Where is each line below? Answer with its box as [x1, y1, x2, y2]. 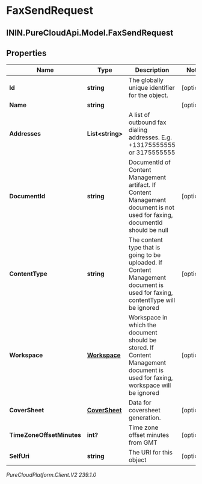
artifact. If [128, 181, 156, 189]
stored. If [128, 344, 155, 352]
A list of [128, 111, 150, 119]
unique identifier [128, 84, 176, 92]
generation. [128, 413, 161, 422]
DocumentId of [128, 158, 171, 166]
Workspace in [128, 313, 168, 322]
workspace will [128, 381, 171, 389]
